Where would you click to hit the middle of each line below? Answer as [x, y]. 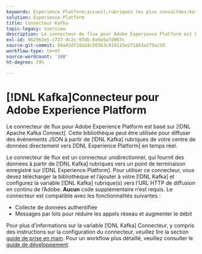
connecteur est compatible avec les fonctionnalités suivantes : [84, 196]
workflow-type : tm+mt [33, 51]
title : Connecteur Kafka [37, 23]
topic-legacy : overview [36, 29]
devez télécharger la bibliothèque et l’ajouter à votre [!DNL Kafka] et [90, 177]
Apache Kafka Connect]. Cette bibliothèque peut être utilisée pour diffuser [99, 133]
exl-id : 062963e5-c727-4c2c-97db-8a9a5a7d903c [66, 40]
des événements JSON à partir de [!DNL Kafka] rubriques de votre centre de [101, 140]
